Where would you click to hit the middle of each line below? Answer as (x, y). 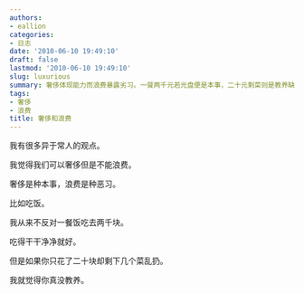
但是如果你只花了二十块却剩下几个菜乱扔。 (89, 261)
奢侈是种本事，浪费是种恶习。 (65, 184)
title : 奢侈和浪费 (41, 119)
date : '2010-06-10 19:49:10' (64, 52)
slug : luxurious (40, 77)
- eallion (28, 26)
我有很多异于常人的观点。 (57, 146)
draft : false (34, 60)
